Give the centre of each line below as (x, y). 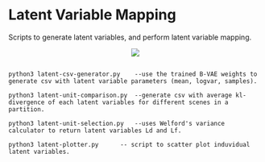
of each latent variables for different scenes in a (138, 102)
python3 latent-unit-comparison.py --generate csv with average (120, 95)
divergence (27, 102)
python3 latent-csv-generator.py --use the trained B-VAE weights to (133, 74)
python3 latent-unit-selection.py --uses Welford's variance (117, 123)
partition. (27, 109)
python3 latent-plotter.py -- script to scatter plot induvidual (129, 144)
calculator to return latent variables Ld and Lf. (95, 131)
